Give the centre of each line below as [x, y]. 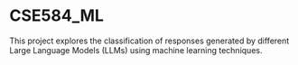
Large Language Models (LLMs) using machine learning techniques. [136, 50]
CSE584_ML [56, 16]
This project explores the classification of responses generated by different [149, 41]
